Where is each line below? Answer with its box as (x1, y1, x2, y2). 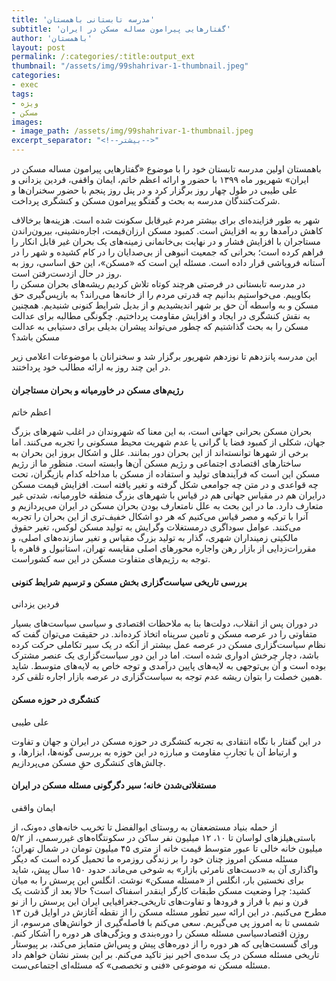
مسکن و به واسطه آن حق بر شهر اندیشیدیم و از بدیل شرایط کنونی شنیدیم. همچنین (11, 299, 319, 311)
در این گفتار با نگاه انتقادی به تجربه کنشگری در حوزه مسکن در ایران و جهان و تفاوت (11, 735, 321, 747)
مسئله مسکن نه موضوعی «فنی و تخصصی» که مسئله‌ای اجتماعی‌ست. (11, 959, 271, 971)
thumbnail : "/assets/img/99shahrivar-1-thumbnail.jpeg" (11, 61, 249, 71)
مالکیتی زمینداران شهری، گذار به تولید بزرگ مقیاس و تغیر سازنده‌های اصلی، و (11, 532, 299, 544)
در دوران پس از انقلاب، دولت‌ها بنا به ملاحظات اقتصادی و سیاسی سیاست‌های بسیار (11, 617, 319, 630)
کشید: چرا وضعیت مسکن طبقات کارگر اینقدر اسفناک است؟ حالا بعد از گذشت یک (11, 884, 312, 896)
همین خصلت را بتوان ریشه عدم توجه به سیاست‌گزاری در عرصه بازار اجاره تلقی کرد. (11, 671, 323, 683)
